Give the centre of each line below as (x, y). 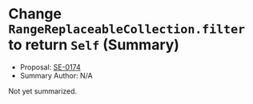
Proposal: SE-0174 (50, 67)
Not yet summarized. (43, 91)
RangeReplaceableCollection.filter (127, 29)
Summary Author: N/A (56, 75)
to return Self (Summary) (94, 45)
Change (35, 14)
